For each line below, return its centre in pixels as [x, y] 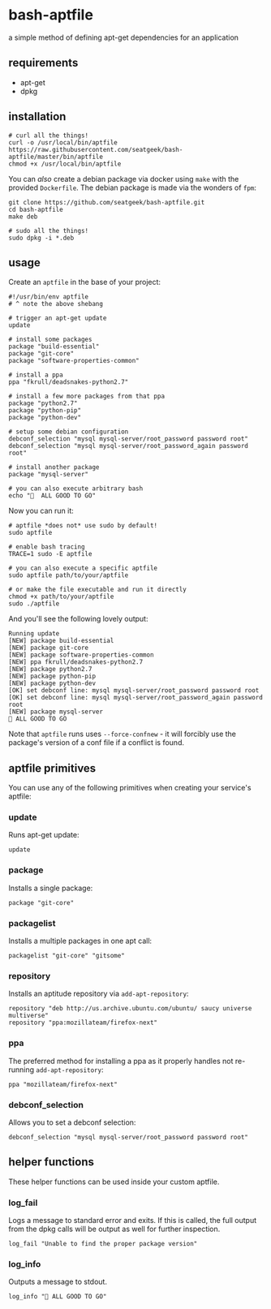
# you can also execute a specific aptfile [83, 568]
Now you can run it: [41, 511]
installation [37, 116]
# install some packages [50, 340]
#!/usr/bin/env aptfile [49, 297]
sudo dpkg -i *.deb [41, 238]
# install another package [54, 467]
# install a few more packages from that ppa [86, 396]
